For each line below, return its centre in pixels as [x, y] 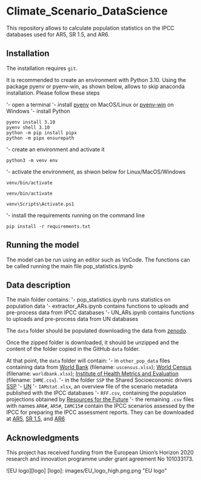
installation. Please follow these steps [53, 93]
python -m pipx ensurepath [40, 138]
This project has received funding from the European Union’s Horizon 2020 [100, 453]
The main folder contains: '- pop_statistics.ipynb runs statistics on [88, 300]
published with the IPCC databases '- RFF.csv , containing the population [96, 393]
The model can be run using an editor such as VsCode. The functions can [98, 260]
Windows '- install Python [38, 111]
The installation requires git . [42, 68]
